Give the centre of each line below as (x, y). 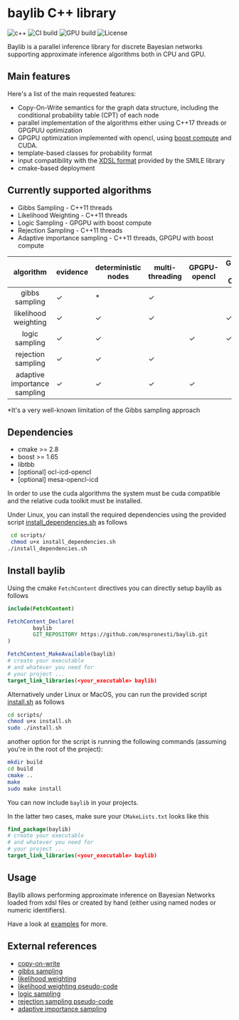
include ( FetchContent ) (41, 609)
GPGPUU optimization (50, 130)
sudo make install (34, 789)
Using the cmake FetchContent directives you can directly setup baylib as (115, 588)
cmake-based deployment (56, 168)
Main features (39, 77)
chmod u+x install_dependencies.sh (63, 542)
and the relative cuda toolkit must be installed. (75, 501)
